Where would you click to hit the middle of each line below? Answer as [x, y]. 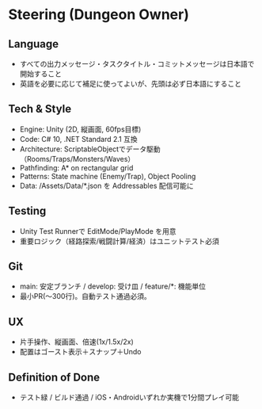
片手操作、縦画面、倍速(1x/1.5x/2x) [77, 342]
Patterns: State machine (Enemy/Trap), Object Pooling [108, 176]
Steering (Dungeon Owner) [99, 15]
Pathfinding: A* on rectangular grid [76, 167]
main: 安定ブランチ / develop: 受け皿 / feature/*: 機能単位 [112, 286]
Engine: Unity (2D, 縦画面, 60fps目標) [80, 129]
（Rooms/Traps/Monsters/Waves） [77, 159]
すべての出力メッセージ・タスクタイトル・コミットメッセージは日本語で [137, 64]
